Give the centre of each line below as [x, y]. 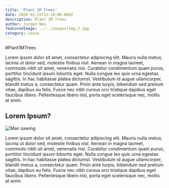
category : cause [22, 33]
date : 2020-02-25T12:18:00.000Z [39, 15]
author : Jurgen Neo [26, 24]
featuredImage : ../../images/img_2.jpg [47, 29]
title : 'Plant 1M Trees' [31, 10]
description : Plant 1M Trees [36, 19]
